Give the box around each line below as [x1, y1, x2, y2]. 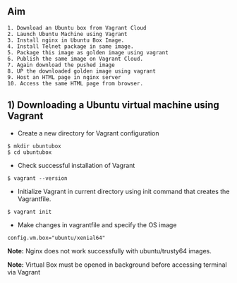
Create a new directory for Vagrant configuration [17, 128, 159, 137]
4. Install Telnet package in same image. [7, 42, 134, 50]
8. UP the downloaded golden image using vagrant [7, 67, 157, 75]
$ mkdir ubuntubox [7, 143, 61, 150]
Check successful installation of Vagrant [17, 161, 135, 169]
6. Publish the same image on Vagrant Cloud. [7, 55, 143, 62]
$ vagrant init [7, 208, 52, 215]
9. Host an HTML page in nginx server [7, 73, 121, 80]
